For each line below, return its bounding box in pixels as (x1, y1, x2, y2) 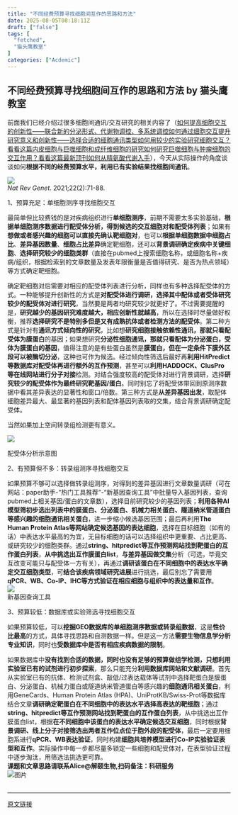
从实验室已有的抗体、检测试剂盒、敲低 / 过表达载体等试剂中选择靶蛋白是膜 (7, 673, 221, 681)
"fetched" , (13, 37, 46, 44)
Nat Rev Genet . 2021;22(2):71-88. (7, 184, 106, 192)
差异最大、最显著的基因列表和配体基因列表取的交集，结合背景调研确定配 (19, 396, 231, 405)
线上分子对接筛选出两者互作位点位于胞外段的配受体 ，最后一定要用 (31, 726, 225, 734)
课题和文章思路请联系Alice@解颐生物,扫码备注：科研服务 (7, 761, 174, 770)
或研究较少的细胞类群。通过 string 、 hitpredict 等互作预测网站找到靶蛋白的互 (7, 541, 229, 549)
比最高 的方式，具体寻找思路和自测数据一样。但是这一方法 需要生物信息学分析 (7, 631, 231, 640)
